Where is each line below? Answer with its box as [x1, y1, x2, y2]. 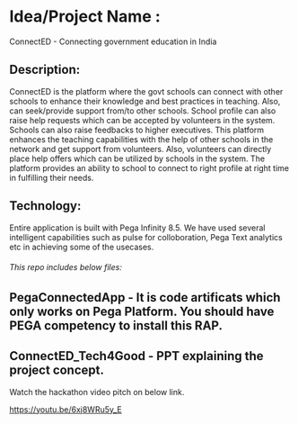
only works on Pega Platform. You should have [9, 303, 275, 319]
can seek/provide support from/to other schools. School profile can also [9, 105, 276, 116]
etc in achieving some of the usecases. [9, 241, 154, 252]
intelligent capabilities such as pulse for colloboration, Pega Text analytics [9, 231, 283, 242]
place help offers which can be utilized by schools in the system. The [9, 153, 266, 164]
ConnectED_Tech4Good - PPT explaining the [9, 348, 264, 364]
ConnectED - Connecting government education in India [9, 36, 217, 47]
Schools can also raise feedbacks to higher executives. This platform [9, 124, 265, 135]
